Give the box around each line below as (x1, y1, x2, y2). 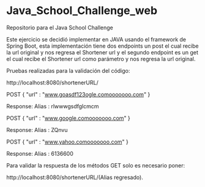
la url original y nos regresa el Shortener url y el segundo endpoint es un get (6, 48, 199, 56)
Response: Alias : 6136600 (6, 150, 73, 157)
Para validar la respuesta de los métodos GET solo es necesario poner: (6, 161, 185, 169)
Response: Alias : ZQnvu (6, 126, 68, 133)
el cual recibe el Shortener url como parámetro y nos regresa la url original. (6, 55, 196, 62)
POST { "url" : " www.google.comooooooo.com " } (6, 114, 130, 122)
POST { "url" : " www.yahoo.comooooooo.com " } (6, 138, 129, 145)
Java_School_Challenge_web (6, 4, 158, 18)
